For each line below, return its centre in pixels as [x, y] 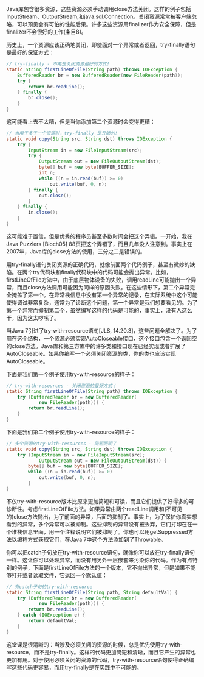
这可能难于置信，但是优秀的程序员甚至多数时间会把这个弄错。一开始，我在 [99, 236]
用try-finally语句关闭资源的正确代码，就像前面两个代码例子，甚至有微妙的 [98, 264]
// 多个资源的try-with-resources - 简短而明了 [62, 444]
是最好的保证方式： [30, 52]
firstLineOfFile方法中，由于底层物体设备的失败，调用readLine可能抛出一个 [99, 280]
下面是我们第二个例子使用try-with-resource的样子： [71, 432]
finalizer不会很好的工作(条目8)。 [46, 32]
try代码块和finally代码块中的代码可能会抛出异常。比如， [102, 272]
